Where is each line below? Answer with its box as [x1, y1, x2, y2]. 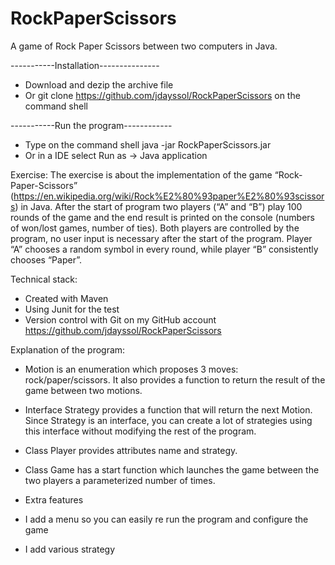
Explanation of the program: [10, 343, 126, 356]
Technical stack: [10, 273, 78, 285]
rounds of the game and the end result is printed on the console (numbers [10, 211, 315, 223]
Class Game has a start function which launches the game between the [24, 463, 320, 476]
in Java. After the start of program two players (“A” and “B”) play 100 [20, 200, 303, 212]
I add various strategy [24, 543, 116, 555]
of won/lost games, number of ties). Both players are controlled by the [10, 222, 300, 234]
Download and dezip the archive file [24, 78, 174, 91]
